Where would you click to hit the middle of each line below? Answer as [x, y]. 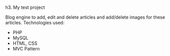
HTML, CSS [25, 43]
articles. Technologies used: [35, 23]
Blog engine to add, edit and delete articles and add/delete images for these [85, 17]
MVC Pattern [26, 49]
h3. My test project [25, 7]
